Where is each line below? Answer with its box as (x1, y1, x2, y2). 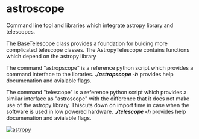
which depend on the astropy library (6, 52, 96, 60)
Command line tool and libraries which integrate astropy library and (6, 22, 174, 29)
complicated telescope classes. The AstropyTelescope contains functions (6, 46, 190, 53)
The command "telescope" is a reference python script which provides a (6, 88, 187, 96)
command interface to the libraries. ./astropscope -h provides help (6, 70, 174, 78)
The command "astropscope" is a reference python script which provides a (6, 64, 194, 71)
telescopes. (6, 28, 36, 35)
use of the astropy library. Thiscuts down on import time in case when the (6, 101, 190, 108)
